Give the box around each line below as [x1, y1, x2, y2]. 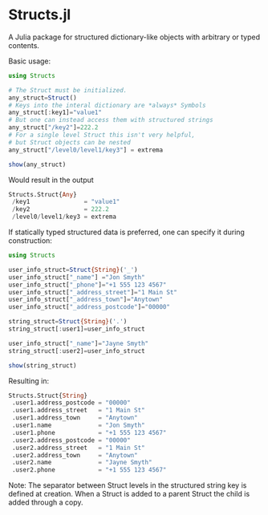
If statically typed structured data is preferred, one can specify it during [8, 227, 245, 237]
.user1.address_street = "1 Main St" [11, 407, 146, 415]
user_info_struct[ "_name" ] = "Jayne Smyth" [8, 339, 149, 347]
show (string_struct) [8, 361, 78, 370]
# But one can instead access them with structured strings [8, 116, 214, 124]
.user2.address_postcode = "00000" [11, 436, 131, 444]
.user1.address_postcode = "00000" [11, 399, 131, 407]
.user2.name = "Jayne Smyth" [11, 459, 152, 467]
